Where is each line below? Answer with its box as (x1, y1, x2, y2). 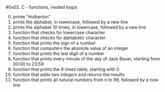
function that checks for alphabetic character (12, 35, 106, 41)
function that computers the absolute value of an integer (12, 46, 129, 51)
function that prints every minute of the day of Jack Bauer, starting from (12, 56, 161, 61)
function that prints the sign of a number (12, 40, 96, 46)
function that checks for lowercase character (12, 30, 105, 35)
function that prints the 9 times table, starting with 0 (12, 66, 120, 72)
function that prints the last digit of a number (12, 50, 105, 56)
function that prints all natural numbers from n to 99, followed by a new (12, 77, 159, 83)
